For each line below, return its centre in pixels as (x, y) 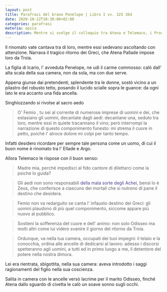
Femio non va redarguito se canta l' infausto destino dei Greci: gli (84, 203)
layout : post (19, 10)
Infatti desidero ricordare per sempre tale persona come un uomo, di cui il (81, 143)
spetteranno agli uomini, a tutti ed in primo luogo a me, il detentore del (89, 249)
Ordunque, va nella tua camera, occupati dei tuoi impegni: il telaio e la (89, 238)
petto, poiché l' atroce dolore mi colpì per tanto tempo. (73, 134)
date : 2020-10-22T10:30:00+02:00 (40, 19)
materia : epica (21, 28)
